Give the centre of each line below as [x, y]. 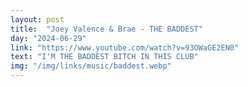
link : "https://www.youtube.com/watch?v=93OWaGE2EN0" [125, 47]
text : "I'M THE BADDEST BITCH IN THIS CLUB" [104, 57]
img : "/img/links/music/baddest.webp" [91, 66]
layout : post [37, 19]
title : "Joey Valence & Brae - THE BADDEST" [106, 29]
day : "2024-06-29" [48, 38]
